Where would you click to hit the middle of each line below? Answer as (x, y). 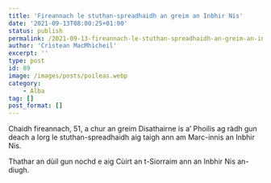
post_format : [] (35, 106)
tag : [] (21, 98)
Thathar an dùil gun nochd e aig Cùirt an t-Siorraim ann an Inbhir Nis (122, 161)
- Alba (34, 91)
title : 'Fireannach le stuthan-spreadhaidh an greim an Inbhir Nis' (126, 16)
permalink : (27, 38)
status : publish (35, 31)
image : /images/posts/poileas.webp (68, 76)
